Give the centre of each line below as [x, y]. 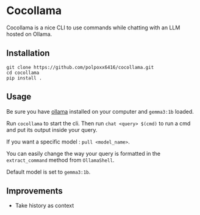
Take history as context [45, 206]
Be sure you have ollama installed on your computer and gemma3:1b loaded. [100, 111]
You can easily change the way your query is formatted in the [84, 153]
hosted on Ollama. [29, 34]
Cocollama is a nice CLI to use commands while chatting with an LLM [93, 27]
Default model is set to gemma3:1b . [48, 172]
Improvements [34, 191]
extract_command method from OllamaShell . [60, 160]
